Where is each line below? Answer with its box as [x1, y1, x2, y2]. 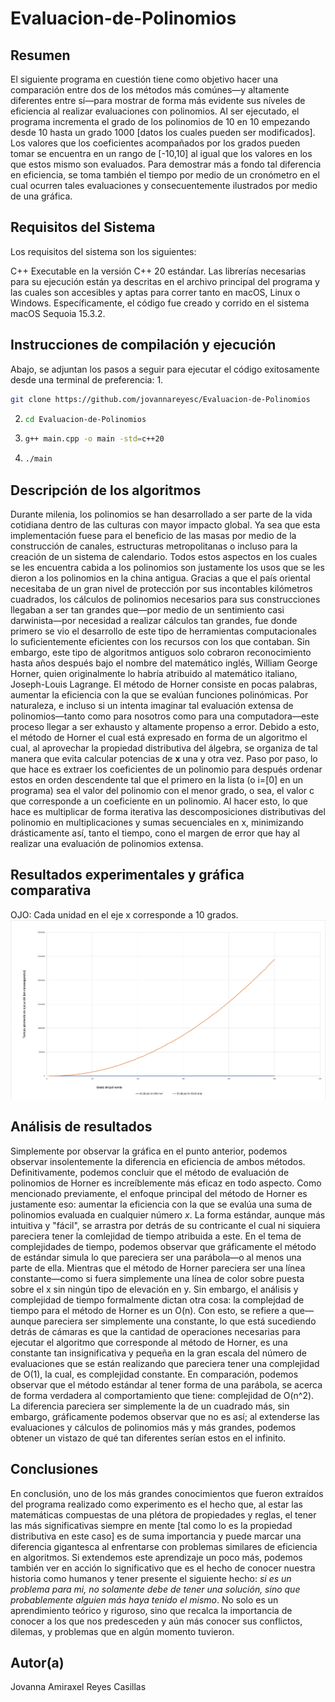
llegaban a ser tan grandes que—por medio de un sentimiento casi [10, 603, 285, 616]
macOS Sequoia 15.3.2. [10, 307, 106, 319]
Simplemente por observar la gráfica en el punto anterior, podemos [10, 1145, 288, 1157]
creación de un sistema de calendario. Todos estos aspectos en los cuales [10, 550, 318, 562]
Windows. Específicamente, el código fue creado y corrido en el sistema [10, 297, 310, 309]
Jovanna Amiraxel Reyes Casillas [10, 1681, 147, 1693]
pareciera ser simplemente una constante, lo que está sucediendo [43, 1315, 317, 1327]
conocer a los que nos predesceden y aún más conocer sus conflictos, [10, 1615, 303, 1627]
